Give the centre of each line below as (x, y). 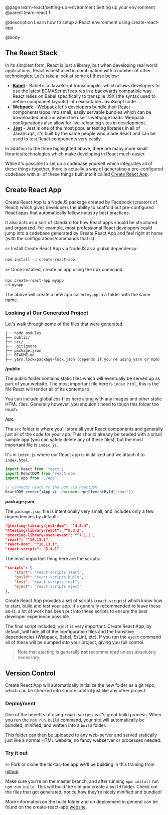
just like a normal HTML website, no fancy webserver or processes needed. (83, 740)
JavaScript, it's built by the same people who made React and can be (84, 133)
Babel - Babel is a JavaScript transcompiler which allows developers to (86, 85)
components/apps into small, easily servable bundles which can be (82, 112)
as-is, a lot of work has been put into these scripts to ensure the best (76, 612)
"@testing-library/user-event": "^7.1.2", (50, 535)
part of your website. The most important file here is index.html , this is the (82, 383)
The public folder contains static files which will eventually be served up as (83, 378)
